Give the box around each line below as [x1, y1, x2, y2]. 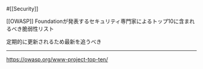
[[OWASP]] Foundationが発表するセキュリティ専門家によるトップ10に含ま [6, 18, 190, 25]
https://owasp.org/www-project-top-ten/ [6, 56, 108, 63]
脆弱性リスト [22, 25, 54, 32]
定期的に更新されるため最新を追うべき [6, 38, 101, 45]
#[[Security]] [6, 5, 39, 12]
